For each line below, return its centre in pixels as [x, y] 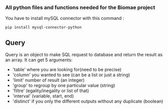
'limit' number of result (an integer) [48, 80]
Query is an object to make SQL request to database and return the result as [84, 55]
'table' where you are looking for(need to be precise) [67, 70]
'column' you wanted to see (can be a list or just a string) [71, 75]
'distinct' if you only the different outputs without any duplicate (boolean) [88, 102]
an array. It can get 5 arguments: [39, 60]
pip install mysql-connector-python [43, 27]
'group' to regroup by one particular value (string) [64, 86]
